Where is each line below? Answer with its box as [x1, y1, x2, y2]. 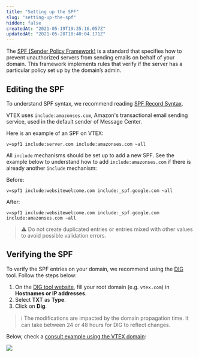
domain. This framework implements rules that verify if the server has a [6, 61, 183, 68]
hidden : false [6, 20, 42, 26]
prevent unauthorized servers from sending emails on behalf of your [6, 54, 175, 61]
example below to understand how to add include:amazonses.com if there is [6, 158, 191, 165]
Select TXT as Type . [14, 296, 66, 303]
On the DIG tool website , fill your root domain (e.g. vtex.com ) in [14, 283, 170, 290]
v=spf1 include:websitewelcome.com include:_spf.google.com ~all [6, 187, 173, 194]
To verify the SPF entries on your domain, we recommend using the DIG [6, 265, 184, 272]
